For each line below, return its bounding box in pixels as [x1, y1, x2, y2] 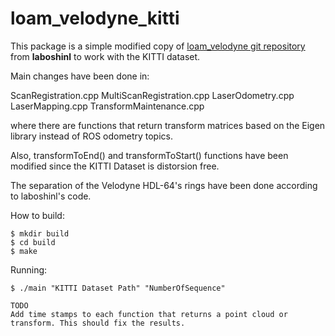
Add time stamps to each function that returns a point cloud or [10, 309, 288, 319]
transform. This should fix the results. [10, 318, 186, 328]
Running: [10, 263, 48, 276]
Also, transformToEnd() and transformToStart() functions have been [10, 149, 289, 161]
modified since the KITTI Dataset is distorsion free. [10, 160, 220, 172]
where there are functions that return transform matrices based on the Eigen [10, 119, 326, 131]
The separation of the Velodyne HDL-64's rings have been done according [10, 179, 318, 191]
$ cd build [10, 237, 56, 247]
